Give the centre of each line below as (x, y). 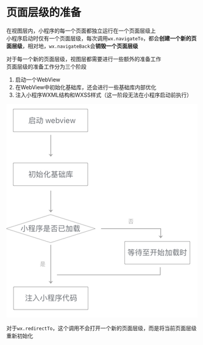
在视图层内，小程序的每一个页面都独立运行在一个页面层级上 (81, 31)
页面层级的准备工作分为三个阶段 (46, 66)
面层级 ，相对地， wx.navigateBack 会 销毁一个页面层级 (72, 46)
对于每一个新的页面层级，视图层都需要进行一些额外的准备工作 (84, 59)
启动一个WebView (38, 80)
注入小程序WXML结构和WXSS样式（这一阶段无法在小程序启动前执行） (103, 95)
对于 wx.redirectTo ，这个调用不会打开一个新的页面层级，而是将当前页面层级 (101, 328)
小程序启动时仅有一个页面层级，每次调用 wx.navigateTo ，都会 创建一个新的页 (101, 38)
